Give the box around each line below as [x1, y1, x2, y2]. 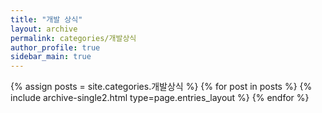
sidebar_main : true [10, 52, 92, 62]
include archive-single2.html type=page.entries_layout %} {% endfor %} [10, 92, 310, 104]
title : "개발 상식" [10, 14, 83, 25]
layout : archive [10, 24, 78, 34]
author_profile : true [10, 42, 101, 53]
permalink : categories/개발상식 [10, 33, 137, 43]
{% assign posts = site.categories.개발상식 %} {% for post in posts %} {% [10, 81, 313, 93]
